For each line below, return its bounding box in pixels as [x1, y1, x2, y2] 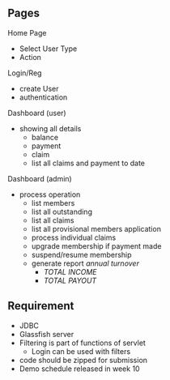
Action [19, 52, 42, 62]
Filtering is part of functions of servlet [19, 338, 147, 348]
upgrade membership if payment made [31, 241, 162, 250]
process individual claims [31, 233, 117, 242]
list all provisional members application [31, 224, 161, 233]
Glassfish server [19, 329, 74, 339]
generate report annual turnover [31, 258, 139, 268]
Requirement [7, 299, 74, 313]
